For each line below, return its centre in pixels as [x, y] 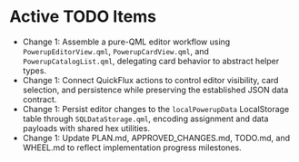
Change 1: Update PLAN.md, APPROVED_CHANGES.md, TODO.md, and [156, 138]
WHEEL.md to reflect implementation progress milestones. [132, 148]
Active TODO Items [83, 17]
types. [35, 71]
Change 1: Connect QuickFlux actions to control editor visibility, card [150, 80]
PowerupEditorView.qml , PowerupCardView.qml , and [115, 51]
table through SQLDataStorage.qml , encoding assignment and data [145, 119]
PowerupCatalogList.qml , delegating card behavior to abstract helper [151, 61]
